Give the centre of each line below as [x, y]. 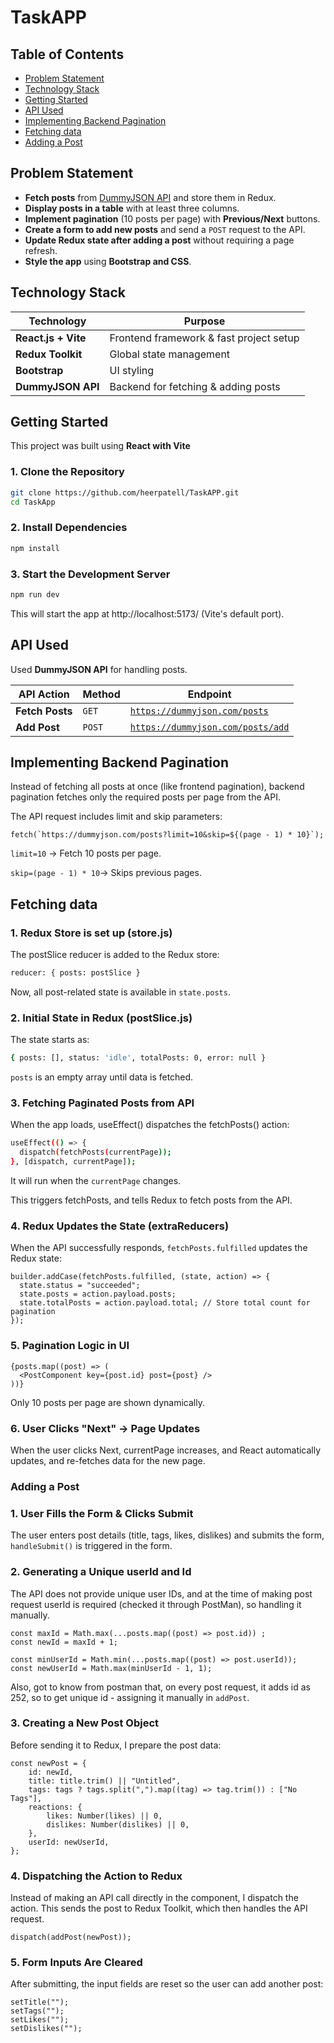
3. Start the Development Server [90, 574]
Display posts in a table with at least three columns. [132, 208]
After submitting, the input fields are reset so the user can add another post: [167, 1984]
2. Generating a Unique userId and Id [101, 1572]
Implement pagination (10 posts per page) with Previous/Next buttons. [172, 218]
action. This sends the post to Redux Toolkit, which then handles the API [159, 1908]
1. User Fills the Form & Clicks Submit [102, 1513]
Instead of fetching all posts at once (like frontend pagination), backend [157, 787]
